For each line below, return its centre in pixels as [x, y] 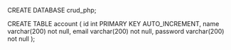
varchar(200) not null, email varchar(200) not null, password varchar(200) [116, 31]
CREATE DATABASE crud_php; [52, 10]
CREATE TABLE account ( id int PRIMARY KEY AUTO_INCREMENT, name [113, 24]
